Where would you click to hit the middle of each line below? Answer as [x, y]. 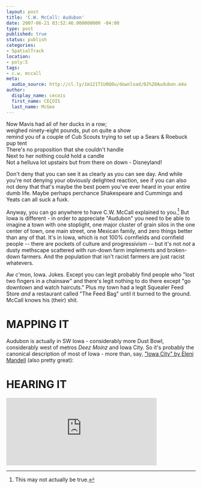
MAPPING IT [38, 324]
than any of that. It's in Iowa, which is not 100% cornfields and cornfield [95, 237]
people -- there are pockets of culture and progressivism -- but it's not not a [101, 244]
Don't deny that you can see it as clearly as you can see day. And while [94, 174]
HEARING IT [37, 384]
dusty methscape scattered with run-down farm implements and [86, 251]
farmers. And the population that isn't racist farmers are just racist [103, 257]
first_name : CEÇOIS [36, 101]
